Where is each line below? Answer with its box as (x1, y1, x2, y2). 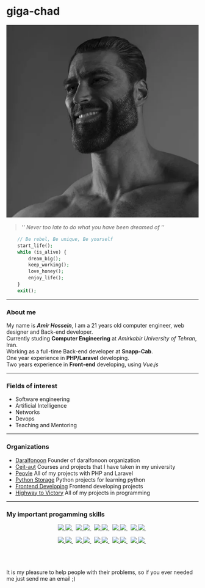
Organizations (6, 443, 49, 451)
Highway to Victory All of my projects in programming (15, 489, 151, 496)
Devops (15, 415, 35, 422)
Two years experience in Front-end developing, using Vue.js (6, 361, 159, 368)
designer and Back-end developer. (6, 328, 93, 336)
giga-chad (6, 4, 60, 18)
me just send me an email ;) (6, 575, 76, 582)
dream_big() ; (28, 255, 62, 262)
